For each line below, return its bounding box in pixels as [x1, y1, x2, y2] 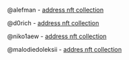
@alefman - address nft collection [7, 6, 104, 14]
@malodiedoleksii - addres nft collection [7, 46, 122, 53]
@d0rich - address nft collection [7, 19, 99, 27]
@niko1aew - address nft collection [7, 32, 107, 40]
